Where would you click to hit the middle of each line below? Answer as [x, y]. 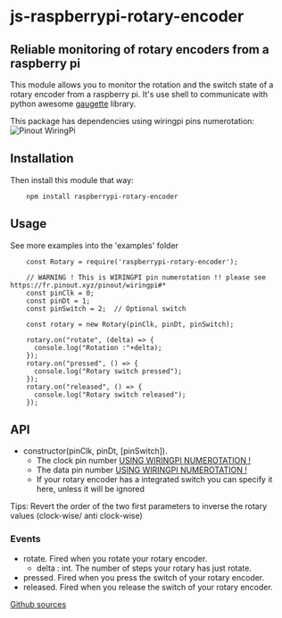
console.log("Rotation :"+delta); [98, 347]
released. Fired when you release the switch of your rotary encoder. [148, 587]
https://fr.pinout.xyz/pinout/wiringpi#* [88, 285]
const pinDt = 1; [58, 301]
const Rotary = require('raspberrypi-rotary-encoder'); [133, 262]
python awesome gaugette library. [73, 104]
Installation [42, 159]
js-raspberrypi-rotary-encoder [127, 17]
